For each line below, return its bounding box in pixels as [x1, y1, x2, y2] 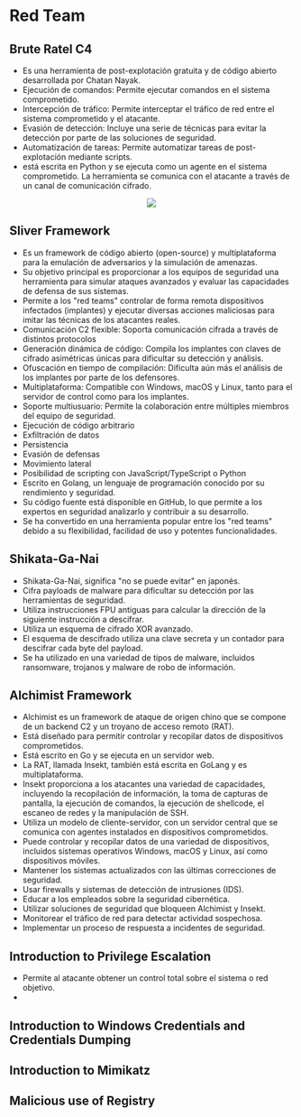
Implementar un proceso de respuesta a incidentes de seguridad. [22, 922, 266, 934]
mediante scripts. [68, 152, 132, 162]
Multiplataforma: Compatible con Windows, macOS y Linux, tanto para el [22, 381, 293, 392]
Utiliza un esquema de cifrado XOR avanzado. [22, 623, 194, 634]
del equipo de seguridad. [22, 410, 116, 420]
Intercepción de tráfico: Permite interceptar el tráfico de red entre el [22, 104, 275, 114]
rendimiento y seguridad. [22, 486, 116, 497]
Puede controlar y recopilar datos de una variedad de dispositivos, [22, 836, 270, 847]
